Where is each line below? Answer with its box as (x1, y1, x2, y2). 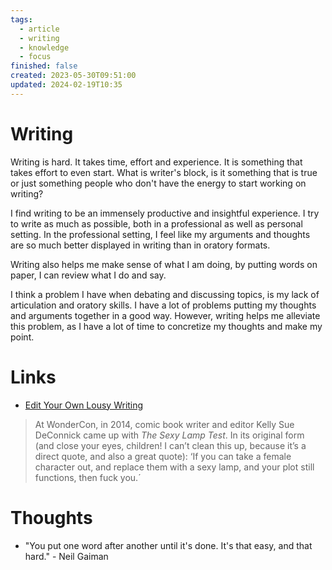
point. (10, 331, 35, 343)
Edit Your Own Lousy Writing (24, 399, 144, 411)
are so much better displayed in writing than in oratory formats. (10, 239, 271, 251)
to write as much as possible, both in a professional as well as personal (10, 217, 303, 230)
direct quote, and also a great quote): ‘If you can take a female (34, 450, 292, 462)
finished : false (10, 61, 78, 71)
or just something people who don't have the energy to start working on (10, 177, 307, 189)
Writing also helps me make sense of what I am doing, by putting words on (10, 258, 318, 270)
